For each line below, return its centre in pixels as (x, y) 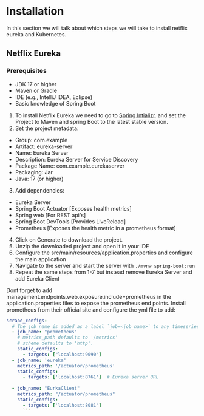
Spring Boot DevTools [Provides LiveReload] (70, 221)
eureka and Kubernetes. (36, 34)
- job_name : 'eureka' (39, 360)
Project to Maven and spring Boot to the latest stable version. (91, 121)
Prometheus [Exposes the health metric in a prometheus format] (95, 228)
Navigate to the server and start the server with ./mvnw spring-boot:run (105, 265)
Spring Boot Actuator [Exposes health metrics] (73, 208)
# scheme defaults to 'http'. (56, 343)
